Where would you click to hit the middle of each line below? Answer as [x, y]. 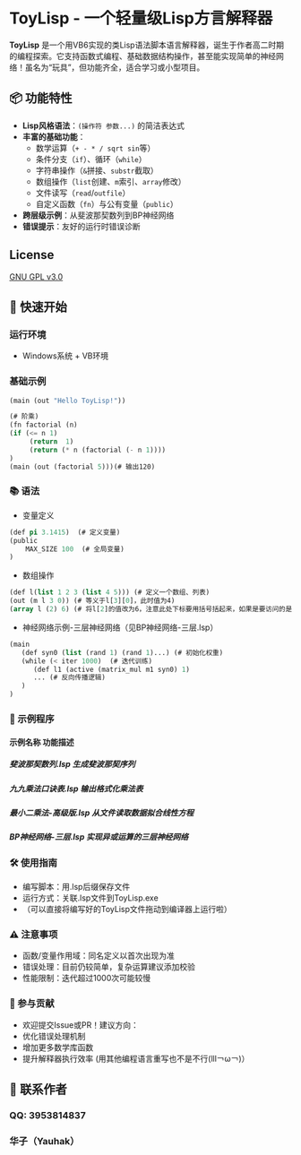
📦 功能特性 [41, 98]
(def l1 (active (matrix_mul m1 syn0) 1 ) [112, 669]
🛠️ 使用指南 [34, 863]
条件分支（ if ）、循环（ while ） [91, 159]
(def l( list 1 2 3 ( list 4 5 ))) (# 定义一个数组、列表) [110, 592]
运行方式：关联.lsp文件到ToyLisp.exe [90, 898]
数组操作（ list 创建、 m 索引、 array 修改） [111, 181]
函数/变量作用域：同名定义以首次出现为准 [98, 956]
